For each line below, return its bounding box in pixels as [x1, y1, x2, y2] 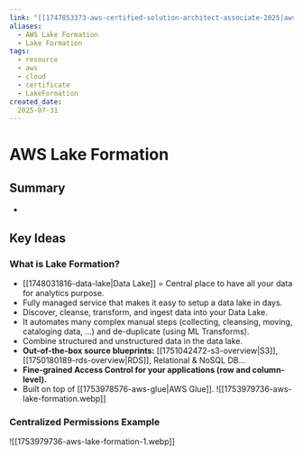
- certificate [17, 80, 70, 89]
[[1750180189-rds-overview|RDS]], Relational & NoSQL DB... [22, 354, 246, 366]
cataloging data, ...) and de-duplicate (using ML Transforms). [22, 326, 250, 337]
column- [252, 364, 286, 375]
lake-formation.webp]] [22, 393, 106, 404]
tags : [9, 47, 30, 56]
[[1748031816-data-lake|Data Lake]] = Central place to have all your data [22, 277, 293, 289]
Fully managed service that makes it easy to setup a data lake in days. [22, 297, 283, 308]
